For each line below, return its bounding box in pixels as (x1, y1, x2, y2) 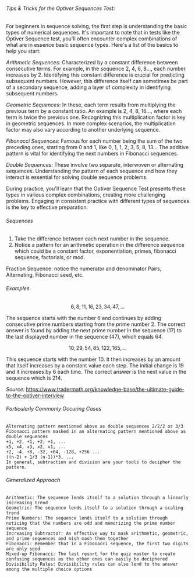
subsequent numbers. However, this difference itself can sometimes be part (6, 78, 188, 85)
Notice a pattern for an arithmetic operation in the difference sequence (14, 242, 185, 249)
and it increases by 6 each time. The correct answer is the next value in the (6, 368, 187, 375)
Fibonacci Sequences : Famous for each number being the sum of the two (6, 137, 183, 144)
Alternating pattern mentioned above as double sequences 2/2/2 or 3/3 (6, 423, 183, 429)
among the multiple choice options (6, 566, 93, 573)
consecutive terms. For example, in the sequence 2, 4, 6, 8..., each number (6, 65, 186, 73)
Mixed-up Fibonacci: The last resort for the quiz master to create (6, 551, 176, 557)
